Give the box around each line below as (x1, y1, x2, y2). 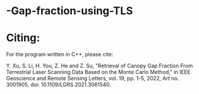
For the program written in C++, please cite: (6, 51, 113, 58)
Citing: (6, 31, 40, 45)
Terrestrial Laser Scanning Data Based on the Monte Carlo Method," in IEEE (6, 69, 191, 76)
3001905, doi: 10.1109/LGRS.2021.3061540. (6, 81, 111, 88)
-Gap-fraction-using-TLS (6, 4, 134, 18)
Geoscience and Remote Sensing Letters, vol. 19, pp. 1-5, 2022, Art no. (6, 75, 179, 82)
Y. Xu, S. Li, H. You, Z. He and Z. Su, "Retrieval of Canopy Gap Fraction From (6, 62, 193, 69)
